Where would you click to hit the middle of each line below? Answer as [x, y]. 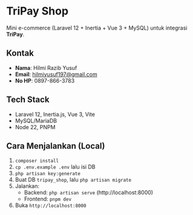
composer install [37, 161]
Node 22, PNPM [35, 127]
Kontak [20, 53]
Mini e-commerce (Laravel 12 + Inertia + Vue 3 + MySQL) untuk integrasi [97, 28]
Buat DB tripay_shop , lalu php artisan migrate [73, 180]
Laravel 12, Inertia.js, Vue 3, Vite [55, 114]
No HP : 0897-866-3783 [45, 80]
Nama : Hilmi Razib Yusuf [46, 68]
